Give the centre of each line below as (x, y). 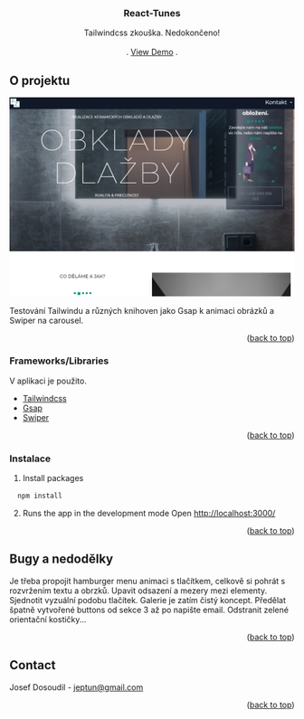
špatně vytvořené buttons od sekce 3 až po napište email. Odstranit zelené (149, 610)
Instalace (30, 459)
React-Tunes (152, 13)
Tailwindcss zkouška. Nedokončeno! (152, 33)
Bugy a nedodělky (62, 559)
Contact (33, 665)
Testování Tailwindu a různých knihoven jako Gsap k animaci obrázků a (142, 310)
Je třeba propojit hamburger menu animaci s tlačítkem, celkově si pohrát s (147, 581)
